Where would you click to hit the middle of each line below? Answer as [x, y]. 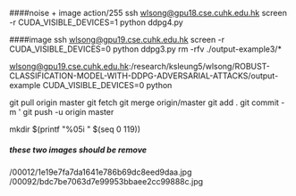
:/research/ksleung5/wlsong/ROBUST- [199, 66]
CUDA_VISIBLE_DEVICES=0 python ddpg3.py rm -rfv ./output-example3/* [145, 49]
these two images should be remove [78, 150]
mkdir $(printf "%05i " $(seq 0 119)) [75, 129]
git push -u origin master [68, 112]
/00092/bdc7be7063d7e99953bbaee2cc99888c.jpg [106, 181]
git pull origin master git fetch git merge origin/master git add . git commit [144, 102]
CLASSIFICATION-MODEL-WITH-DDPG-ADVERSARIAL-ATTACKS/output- [144, 76]
